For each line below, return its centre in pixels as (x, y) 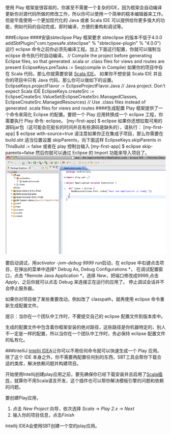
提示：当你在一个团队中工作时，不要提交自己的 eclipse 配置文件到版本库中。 (85, 316)
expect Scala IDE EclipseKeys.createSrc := (50, 91)
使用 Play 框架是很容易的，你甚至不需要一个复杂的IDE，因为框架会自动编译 (84, 7)
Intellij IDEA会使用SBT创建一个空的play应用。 (52, 426)
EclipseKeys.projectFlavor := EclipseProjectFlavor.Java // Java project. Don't (85, 86)
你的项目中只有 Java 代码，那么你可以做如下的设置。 (61, 80)
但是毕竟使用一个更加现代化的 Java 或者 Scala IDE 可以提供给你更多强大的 (83, 20)
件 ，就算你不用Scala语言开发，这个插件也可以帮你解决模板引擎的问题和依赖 (85, 381)
